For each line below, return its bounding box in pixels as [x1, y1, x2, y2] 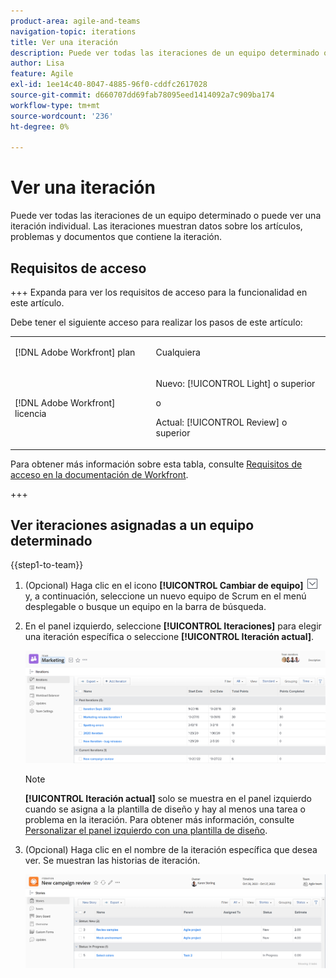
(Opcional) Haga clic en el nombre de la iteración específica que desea [24, 843, 318, 855]
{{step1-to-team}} [10, 559, 84, 571]
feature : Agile [10, 69, 74, 79]
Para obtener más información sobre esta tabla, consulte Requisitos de [10, 458, 303, 470]
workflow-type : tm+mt [10, 100, 101, 110]
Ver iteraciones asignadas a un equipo [10, 516, 255, 534]
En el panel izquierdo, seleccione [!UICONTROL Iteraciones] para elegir [24, 620, 322, 632]
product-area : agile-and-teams [10, 16, 141, 26]
